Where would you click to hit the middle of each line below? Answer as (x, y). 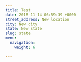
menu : (11, 38)
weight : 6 (25, 47)
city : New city (21, 24)
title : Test (18, 10)
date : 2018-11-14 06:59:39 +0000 (41, 15)
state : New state (24, 29)
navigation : (23, 43)
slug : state (18, 33)
